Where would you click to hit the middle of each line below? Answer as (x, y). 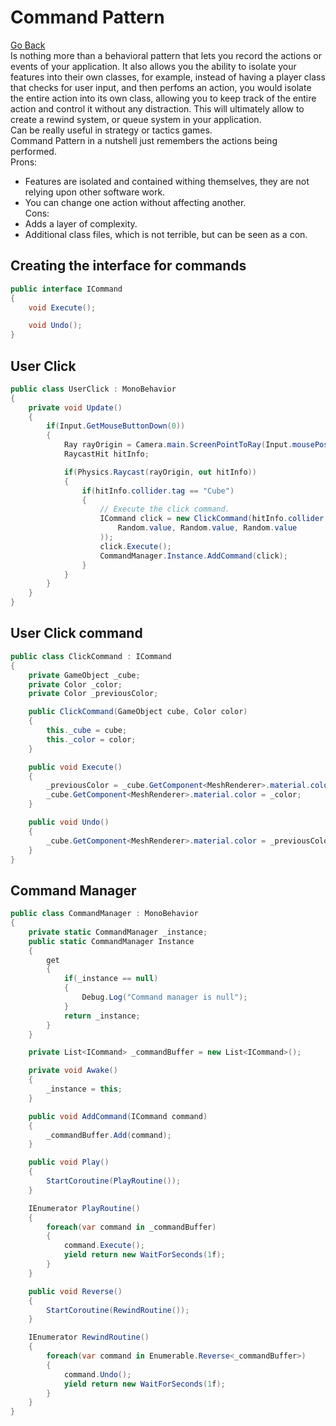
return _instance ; (102, 1016)
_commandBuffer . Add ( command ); (109, 1135)
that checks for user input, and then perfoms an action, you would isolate (161, 87)
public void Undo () (69, 822)
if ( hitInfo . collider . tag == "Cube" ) (158, 491)
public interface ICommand (66, 289)
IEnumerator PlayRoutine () (84, 1208)
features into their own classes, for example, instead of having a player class (168, 77)
